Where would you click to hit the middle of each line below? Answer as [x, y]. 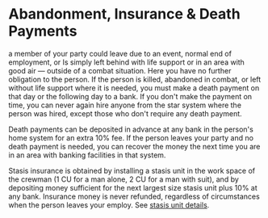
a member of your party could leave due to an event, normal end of [120, 53]
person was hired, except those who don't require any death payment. [125, 113]
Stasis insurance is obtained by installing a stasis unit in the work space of [132, 170]
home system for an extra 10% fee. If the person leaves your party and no [131, 137]
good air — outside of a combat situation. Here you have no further [120, 70]
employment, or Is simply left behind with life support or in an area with [126, 62]
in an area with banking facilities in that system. [87, 155]
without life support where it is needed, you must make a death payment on [134, 88]
